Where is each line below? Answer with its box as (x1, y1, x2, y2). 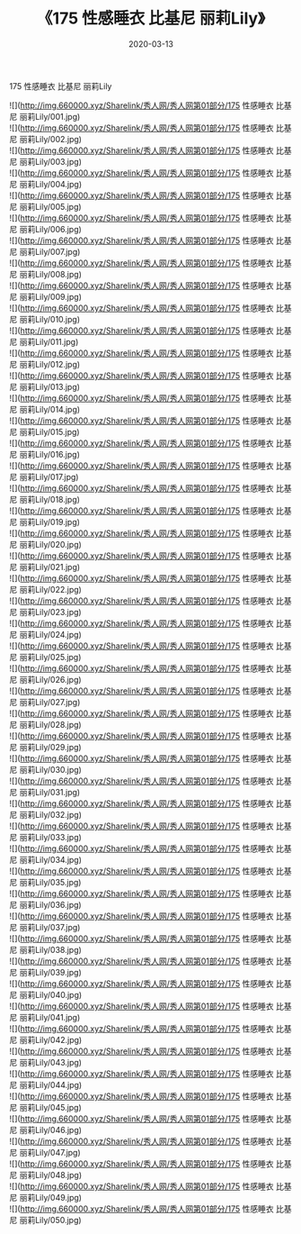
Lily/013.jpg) (34, 381, 81, 392)
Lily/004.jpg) (34, 178, 83, 189)
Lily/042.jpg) (34, 1034, 83, 1045)
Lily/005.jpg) (34, 201, 83, 212)
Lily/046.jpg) (34, 1124, 83, 1135)
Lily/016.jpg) (34, 449, 81, 459)
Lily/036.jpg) (34, 899, 83, 910)
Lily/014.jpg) (34, 404, 81, 414)
